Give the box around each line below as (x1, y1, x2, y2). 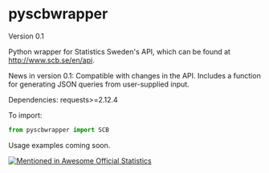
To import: (8, 110, 43, 120)
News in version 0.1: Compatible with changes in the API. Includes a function (8, 70, 261, 80)
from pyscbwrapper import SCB (8, 126, 110, 134)
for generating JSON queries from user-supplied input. (8, 79, 190, 89)
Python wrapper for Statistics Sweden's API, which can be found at (8, 46, 231, 56)
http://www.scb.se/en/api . (8, 55, 95, 65)
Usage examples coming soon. (8, 140, 111, 150)
